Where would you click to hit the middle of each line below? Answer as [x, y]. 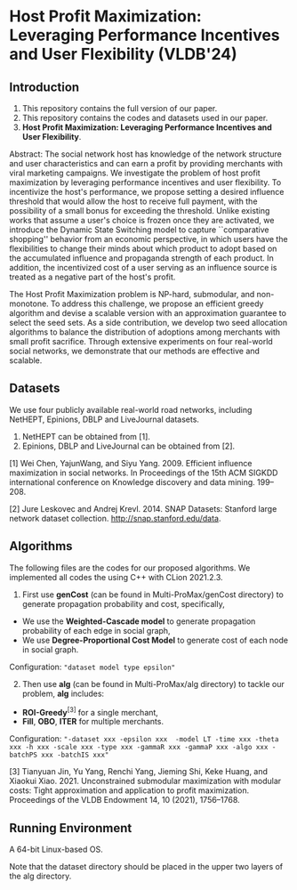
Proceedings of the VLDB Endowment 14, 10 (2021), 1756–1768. [124, 800]
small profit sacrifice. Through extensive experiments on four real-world [141, 341]
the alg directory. [40, 876]
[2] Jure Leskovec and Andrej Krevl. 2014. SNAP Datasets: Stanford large [143, 508]
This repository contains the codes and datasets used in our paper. [145, 118]
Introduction [44, 87]
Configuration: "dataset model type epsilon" [92, 667]
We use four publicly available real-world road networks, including [131, 409]
